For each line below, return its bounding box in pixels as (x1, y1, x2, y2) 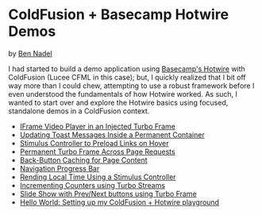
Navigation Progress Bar (19, 163, 100, 173)
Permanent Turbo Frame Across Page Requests (19, 147, 176, 156)
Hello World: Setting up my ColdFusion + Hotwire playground (19, 197, 220, 207)
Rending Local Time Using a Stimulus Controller (19, 172, 176, 182)
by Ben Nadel (8, 48, 53, 58)
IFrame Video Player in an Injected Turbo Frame (19, 121, 176, 131)
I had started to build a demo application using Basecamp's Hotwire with (8, 63, 246, 73)
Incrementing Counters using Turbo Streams (19, 180, 165, 190)
